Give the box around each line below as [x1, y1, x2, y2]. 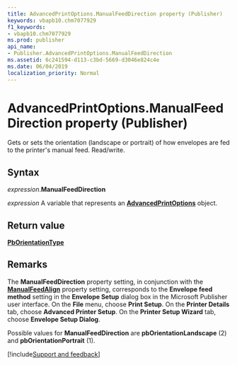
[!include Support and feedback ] [7, 349, 100, 358]
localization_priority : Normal [7, 69, 100, 76]
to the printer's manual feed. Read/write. [7, 146, 125, 154]
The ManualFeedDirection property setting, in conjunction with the [7, 277, 204, 286]
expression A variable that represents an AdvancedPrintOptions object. [7, 199, 218, 207]
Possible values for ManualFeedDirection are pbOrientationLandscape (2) [7, 328, 227, 337]
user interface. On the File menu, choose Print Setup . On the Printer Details [7, 300, 230, 308]
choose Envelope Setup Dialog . [7, 315, 100, 323]
